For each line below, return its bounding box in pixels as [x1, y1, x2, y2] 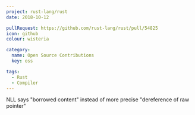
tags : [6, 69, 20, 74]
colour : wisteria [6, 36, 49, 42]
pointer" [6, 102, 27, 110]
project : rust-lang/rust [6, 8, 68, 15]
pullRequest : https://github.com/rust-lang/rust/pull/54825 [6, 25, 159, 31]
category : [6, 47, 31, 53]
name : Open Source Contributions [11, 52, 95, 58]
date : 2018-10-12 [6, 14, 49, 20]
